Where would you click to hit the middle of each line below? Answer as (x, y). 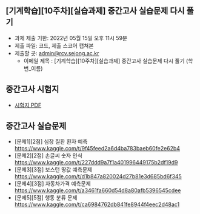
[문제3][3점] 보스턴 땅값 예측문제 (53, 170)
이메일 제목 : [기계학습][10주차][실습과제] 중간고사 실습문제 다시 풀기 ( (106, 61)
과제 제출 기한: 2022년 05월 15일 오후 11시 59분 (71, 38)
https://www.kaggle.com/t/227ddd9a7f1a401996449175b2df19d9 (96, 162)
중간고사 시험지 (32, 89)
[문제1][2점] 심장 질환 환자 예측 (51, 142)
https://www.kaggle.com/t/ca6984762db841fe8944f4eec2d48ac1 (97, 204)
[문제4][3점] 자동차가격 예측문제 (53, 184)
